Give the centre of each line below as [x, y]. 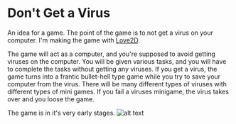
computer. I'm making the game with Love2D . [74, 40]
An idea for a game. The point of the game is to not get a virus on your [110, 33]
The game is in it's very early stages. [61, 113]
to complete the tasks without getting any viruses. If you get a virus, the [112, 69]
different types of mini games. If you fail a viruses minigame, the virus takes [118, 91]
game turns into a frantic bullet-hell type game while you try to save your [114, 77]
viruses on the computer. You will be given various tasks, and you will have [117, 61]
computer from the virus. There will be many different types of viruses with [117, 84]
